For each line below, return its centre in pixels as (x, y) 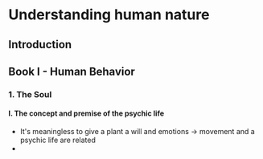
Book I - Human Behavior (72, 71)
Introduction (40, 45)
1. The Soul (30, 94)
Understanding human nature (109, 15)
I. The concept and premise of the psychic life (86, 113)
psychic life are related (58, 140)
